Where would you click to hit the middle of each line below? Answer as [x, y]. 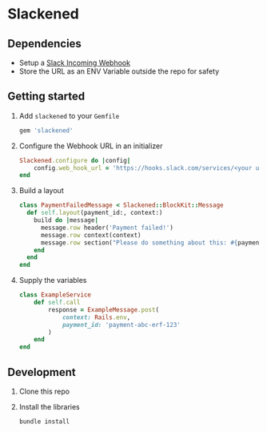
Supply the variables [53, 281]
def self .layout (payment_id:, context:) [95, 213]
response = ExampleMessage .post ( [104, 309]
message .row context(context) [91, 235]
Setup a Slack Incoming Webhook [75, 63]
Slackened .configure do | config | [75, 160]
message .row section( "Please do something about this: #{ [139, 242]
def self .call [57, 303]
